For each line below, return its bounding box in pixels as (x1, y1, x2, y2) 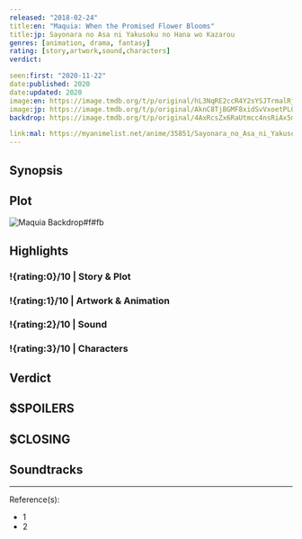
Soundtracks (9, 462, 84, 477)
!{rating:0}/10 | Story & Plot (9, 270, 131, 283)
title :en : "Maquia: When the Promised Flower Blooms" (9, 22, 216, 31)
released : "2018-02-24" (9, 13, 99, 22)
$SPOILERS (9, 401, 75, 417)
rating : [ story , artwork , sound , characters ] (9, 47, 171, 56)
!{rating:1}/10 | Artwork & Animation (9, 294, 171, 307)
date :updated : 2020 (9, 87, 83, 97)
